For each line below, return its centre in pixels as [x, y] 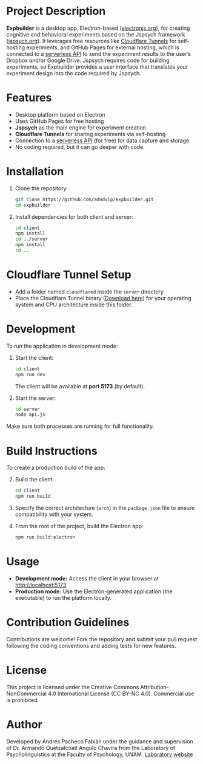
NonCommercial [27, 693]
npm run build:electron [45, 537]
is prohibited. [23, 700]
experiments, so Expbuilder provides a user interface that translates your [97, 67]
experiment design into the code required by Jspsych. [74, 73]
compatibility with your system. [54, 514]
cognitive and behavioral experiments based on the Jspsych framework [96, 34]
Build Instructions [52, 451]
